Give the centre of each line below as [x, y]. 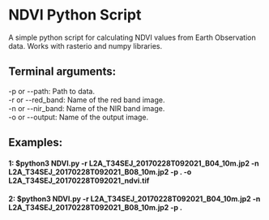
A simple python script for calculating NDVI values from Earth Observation [132, 37]
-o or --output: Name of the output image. [79, 117]
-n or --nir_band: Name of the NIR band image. [87, 108]
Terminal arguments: [62, 72]
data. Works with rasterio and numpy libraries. [85, 45]
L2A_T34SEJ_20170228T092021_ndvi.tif [79, 180]
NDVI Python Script [75, 15]
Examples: [36, 142]
